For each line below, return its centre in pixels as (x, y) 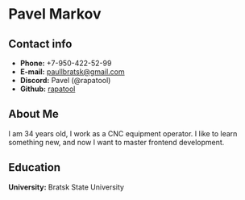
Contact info (40, 44)
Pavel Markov (55, 14)
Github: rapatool (48, 89)
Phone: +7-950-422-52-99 (66, 63)
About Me (33, 114)
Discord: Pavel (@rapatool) (65, 80)
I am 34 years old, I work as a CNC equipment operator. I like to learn (123, 133)
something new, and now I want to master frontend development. (116, 142)
